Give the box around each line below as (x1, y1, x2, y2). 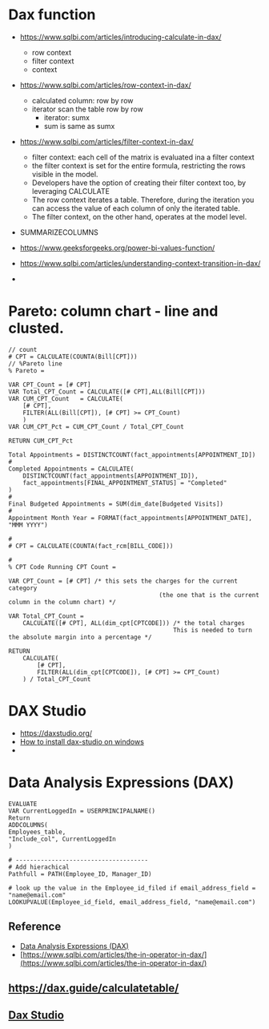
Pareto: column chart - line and (8, 302, 219, 321)
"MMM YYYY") (8, 521, 48, 529)
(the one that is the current (159, 591, 260, 599)
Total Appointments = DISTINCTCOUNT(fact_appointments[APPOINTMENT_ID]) (8, 450, 256, 458)
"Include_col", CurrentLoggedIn (8, 835, 116, 843)
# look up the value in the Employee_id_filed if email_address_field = (8, 884, 256, 892)
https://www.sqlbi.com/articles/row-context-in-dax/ (19, 80, 191, 90)
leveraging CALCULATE (31, 186, 110, 196)
